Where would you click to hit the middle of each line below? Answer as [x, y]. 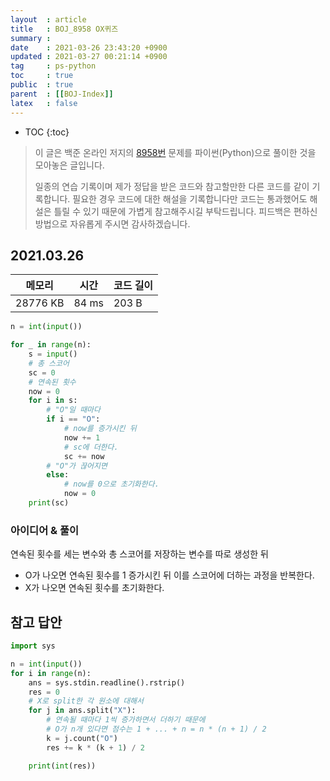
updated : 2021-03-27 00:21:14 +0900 [89, 57]
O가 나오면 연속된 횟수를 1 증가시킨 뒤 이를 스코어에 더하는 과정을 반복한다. [169, 575]
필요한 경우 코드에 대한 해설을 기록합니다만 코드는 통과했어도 [190, 198]
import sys [33, 646]
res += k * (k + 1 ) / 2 [95, 747]
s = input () [53, 354]
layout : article [48, 19]
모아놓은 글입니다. [69, 165]
